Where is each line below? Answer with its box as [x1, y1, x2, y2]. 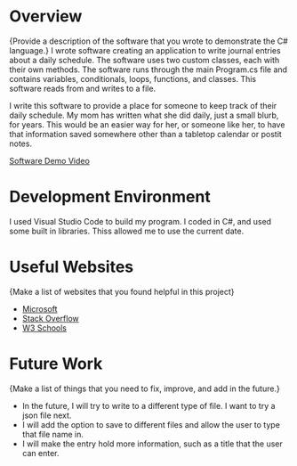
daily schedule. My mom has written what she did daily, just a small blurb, [9, 110, 279, 120]
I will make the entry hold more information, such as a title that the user [21, 438, 283, 449]
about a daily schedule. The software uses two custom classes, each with [9, 54, 280, 65]
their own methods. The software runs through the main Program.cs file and [9, 64, 287, 75]
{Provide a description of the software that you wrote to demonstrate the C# [9, 36, 289, 46]
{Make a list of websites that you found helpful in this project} [9, 286, 235, 297]
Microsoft [21, 303, 58, 314]
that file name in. [21, 429, 84, 439]
